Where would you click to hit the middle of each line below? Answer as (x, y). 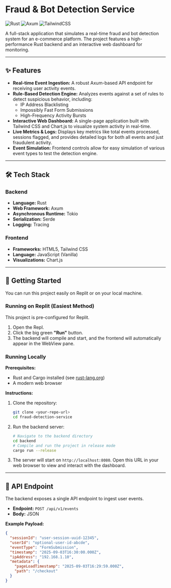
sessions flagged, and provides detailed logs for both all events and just (88, 137)
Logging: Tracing (31, 225)
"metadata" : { (25, 562)
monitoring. (17, 50)
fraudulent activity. (32, 142)
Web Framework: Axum (38, 208)
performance (19, 44)
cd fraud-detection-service (42, 417)
